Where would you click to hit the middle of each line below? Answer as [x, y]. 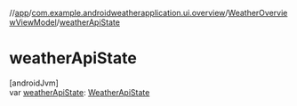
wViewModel [33, 22]
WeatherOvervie [258, 13]
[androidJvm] [34, 83]
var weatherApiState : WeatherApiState [80, 92]
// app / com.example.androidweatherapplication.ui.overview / [119, 13]
